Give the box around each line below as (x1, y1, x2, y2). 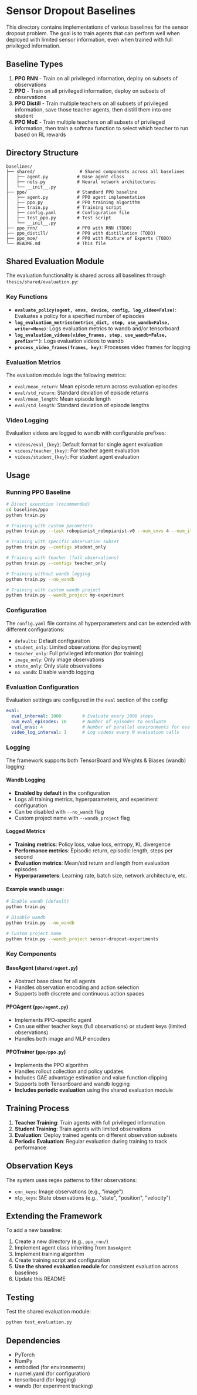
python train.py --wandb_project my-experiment (6, 592, 125, 598)
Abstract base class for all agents (14, 977, 96, 984)
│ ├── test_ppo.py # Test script (6, 215, 111, 221)
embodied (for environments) (14, 1363, 86, 1370)
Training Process (6, 1103, 69, 1113)
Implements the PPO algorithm (14, 1061, 89, 1068)
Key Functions (6, 293, 48, 301)
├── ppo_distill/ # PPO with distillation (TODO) (6, 230, 157, 236)
